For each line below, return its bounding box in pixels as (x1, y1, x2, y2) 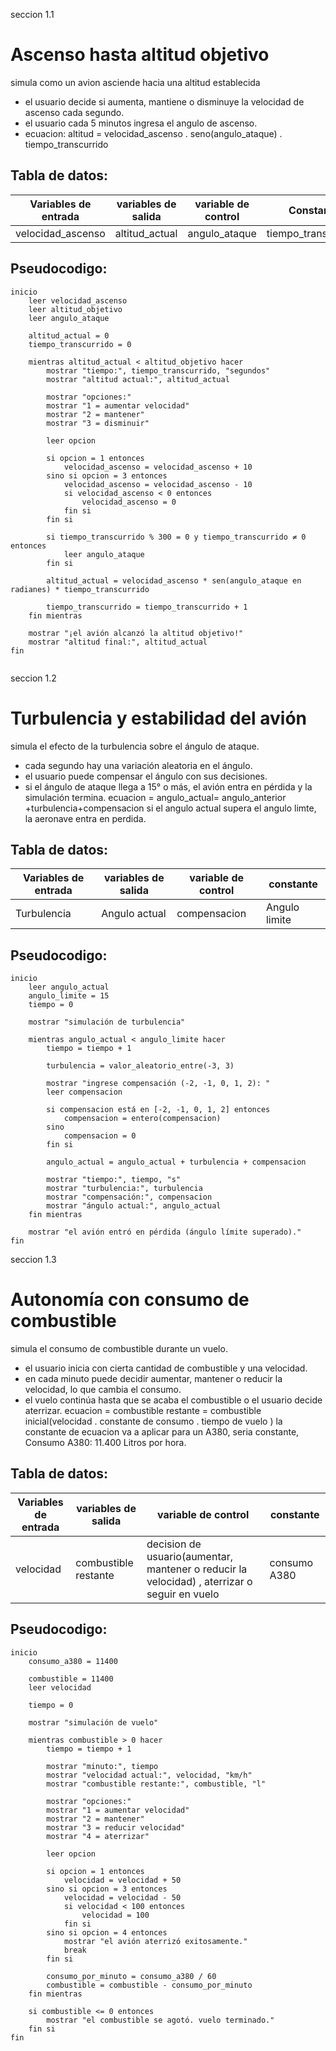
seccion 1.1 (10, 9, 55, 20)
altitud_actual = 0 (28, 330, 110, 341)
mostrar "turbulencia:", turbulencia (46, 1184, 203, 1194)
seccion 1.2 (10, 672, 57, 684)
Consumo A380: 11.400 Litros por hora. (24, 1437, 187, 1449)
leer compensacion (46, 1087, 123, 1098)
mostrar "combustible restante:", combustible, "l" (46, 1779, 267, 1789)
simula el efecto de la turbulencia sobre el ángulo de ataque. (10, 740, 260, 752)
